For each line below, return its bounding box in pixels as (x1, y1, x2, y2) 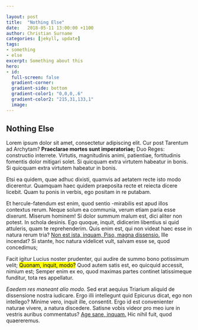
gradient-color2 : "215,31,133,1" (11, 96, 94, 102)
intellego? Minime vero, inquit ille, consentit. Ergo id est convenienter (6, 298, 174, 305)
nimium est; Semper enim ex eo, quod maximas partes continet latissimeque (6, 268, 192, 275)
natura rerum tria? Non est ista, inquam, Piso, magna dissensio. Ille (6, 231, 168, 238)
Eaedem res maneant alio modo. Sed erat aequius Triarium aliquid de (6, 286, 175, 293)
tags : (6, 41, 20, 47)
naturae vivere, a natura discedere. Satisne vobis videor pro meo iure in (6, 305, 180, 312)
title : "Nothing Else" (6, 19, 65, 25)
